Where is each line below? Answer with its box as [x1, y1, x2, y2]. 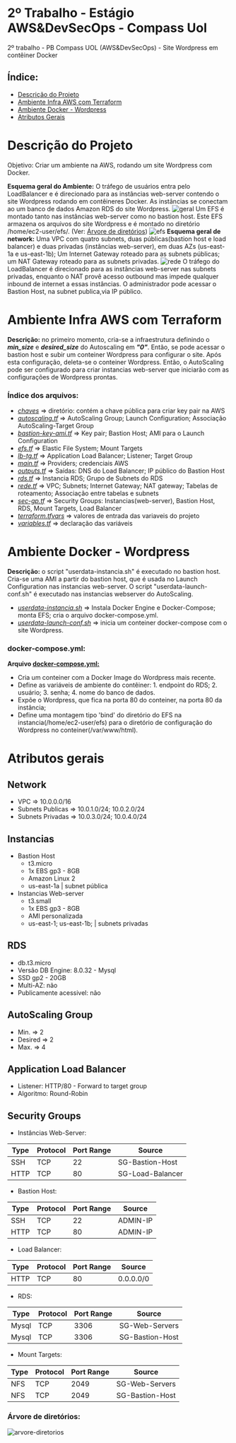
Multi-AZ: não [17, 981, 58, 989]
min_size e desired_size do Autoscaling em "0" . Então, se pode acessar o [7, 343, 225, 351]
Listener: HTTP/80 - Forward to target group [17, 1082, 147, 1090]
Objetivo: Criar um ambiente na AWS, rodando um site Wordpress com [7, 160, 213, 169]
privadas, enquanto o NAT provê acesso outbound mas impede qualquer [7, 272, 219, 281]
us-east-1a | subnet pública [28, 881, 108, 890]
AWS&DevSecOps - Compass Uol [7, 20, 207, 36]
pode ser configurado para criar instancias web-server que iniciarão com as [7, 365, 230, 374]
